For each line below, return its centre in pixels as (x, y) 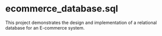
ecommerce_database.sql (62, 9)
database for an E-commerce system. (45, 27)
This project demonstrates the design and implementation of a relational (81, 22)
